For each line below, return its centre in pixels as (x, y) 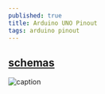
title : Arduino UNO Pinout (53, 23)
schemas (31, 63)
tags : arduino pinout (44, 30)
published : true (35, 16)
